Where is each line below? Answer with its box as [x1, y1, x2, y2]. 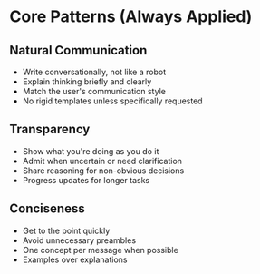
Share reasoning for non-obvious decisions [22, 165, 185, 176]
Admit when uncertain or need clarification [22, 155, 183, 166]
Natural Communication [9, 43, 148, 58]
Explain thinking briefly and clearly [22, 76, 152, 87]
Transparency [9, 122, 91, 137]
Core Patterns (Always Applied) [9, 6, 253, 27]
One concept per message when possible [22, 244, 178, 255]
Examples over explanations [22, 254, 128, 265]
